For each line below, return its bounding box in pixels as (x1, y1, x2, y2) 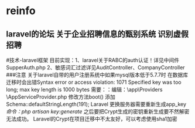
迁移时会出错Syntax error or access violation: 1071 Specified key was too (6, 79, 182, 86)
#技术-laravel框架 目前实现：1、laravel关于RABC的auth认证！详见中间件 (6, 57, 180, 63)
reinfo (6, 4, 36, 18)
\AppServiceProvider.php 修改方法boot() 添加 (6, 93, 116, 100)
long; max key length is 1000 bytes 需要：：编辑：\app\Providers (6, 86, 163, 93)
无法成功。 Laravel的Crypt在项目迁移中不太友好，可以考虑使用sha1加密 (6, 116, 177, 122)
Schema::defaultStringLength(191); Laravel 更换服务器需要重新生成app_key (6, 101, 186, 107)
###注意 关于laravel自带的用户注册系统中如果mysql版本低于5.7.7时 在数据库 (6, 72, 189, 78)
